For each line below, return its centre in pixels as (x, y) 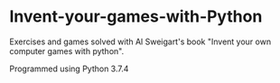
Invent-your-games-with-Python (136, 17)
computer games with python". (67, 51)
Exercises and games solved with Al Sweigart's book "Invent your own (140, 41)
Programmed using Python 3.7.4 (69, 69)
